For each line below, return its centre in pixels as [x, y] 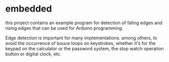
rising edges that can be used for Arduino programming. [64, 28]
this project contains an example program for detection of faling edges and [84, 23]
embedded [29, 9]
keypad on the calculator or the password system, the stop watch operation [84, 48]
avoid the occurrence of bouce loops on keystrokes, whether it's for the [81, 43]
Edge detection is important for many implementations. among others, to [81, 38]
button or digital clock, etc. [33, 54]
